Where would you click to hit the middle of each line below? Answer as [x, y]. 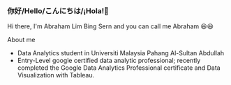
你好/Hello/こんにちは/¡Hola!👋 [58, 10]
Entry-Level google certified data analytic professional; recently [109, 61]
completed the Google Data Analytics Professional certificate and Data [119, 68]
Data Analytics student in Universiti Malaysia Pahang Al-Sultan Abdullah [121, 53]
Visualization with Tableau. [56, 75]
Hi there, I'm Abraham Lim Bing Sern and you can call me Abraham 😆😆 [111, 26]
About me [21, 40]
